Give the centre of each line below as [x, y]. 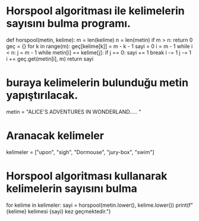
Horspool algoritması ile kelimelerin [96, 11]
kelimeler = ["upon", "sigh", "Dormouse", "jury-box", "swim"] [80, 152]
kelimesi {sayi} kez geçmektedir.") [69, 211]
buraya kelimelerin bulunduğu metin [97, 83]
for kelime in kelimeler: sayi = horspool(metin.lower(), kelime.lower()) [90, 205]
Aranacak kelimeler [55, 136]
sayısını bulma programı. [68, 23]
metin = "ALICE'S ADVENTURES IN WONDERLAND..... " [74, 111]
